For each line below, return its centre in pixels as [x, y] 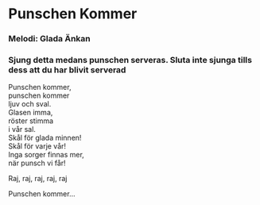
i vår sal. [22, 130]
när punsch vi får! [37, 163]
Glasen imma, [31, 113]
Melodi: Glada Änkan [49, 39]
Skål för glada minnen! [45, 138]
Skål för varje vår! [37, 146]
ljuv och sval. [30, 104]
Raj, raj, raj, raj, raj [38, 179]
